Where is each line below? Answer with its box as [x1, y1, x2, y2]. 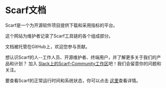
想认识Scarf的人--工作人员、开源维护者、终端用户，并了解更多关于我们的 [5, 54, 157, 60]
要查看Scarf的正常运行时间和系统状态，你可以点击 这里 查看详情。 [5, 77, 141, 83]
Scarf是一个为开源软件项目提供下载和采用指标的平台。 [5, 22, 118, 28]
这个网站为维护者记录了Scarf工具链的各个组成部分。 [5, 33, 113, 39]
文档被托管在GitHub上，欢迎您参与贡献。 [5, 43, 90, 49]
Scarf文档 [5, 5, 47, 16]
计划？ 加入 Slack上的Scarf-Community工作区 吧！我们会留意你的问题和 [14, 60, 161, 66]
